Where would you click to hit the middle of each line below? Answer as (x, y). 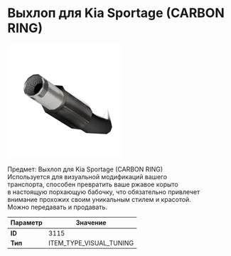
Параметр (26, 223)
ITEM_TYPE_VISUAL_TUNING (91, 242)
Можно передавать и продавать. (58, 207)
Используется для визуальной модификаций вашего (87, 176)
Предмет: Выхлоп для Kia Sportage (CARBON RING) (85, 169)
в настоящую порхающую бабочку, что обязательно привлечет (104, 192)
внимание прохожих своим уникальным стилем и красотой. (100, 199)
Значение (91, 223)
